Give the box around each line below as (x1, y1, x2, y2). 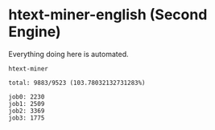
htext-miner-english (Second (8, 6, 208, 24)
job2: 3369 (8, 107, 45, 115)
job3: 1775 (8, 114, 45, 122)
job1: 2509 (8, 100, 45, 108)
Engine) (8, 22, 62, 41)
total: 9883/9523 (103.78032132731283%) (8, 79, 147, 87)
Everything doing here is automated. (8, 49, 129, 59)
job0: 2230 (8, 92, 45, 101)
